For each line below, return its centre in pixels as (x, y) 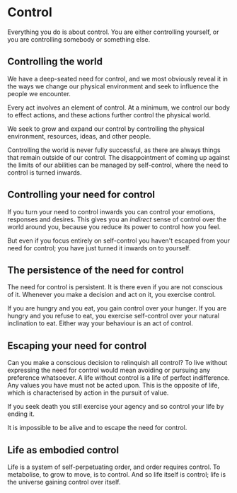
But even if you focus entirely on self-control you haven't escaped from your (118, 240)
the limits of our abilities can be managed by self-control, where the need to (118, 165)
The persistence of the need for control (96, 270)
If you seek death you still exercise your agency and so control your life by (116, 407)
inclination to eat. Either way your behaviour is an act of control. (100, 323)
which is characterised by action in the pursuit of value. (88, 393)
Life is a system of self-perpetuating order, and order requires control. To (114, 467)
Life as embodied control (63, 450)
